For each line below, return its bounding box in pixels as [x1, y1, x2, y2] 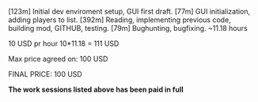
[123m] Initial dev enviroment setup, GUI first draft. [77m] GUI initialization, [8, 7, 251, 16]
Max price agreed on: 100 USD [8, 55, 108, 63]
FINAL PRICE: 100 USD [8, 70, 83, 78]
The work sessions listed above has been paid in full [8, 85, 184, 94]
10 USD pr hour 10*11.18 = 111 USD [8, 39, 120, 48]
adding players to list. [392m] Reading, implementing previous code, [8, 15, 231, 25]
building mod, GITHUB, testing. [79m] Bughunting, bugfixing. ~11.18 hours [8, 24, 248, 32]
